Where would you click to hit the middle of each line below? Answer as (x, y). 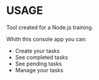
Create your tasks (37, 51)
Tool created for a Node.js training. (50, 27)
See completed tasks (41, 57)
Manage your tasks (39, 70)
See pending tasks (38, 64)
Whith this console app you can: (46, 39)
